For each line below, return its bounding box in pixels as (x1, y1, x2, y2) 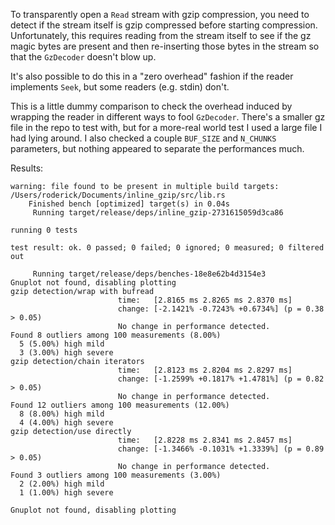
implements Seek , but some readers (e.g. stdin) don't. (10, 81, 230, 93)
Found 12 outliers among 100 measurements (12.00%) (10, 400, 230, 410)
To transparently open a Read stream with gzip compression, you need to (10, 9, 310, 20)
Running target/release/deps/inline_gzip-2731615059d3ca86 (32, 208, 284, 218)
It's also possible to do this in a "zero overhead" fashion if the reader (10, 70, 294, 82)
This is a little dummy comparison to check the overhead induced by (10, 100, 293, 112)
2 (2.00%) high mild (19, 479, 105, 489)
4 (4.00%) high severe (19, 418, 114, 428)
